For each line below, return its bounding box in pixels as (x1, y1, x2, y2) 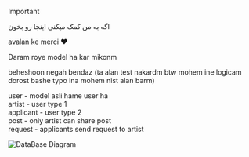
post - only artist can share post (8, 116, 112, 125)
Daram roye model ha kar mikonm (8, 53, 117, 61)
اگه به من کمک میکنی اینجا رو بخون (8, 22, 110, 31)
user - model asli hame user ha (8, 91, 108, 100)
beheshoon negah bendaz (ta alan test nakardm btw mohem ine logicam (8, 68, 242, 77)
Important (8, 7, 40, 16)
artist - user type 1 (8, 100, 67, 108)
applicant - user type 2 (8, 108, 82, 117)
